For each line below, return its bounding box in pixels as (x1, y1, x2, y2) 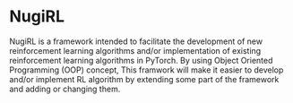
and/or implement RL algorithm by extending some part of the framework (9, 73, 280, 84)
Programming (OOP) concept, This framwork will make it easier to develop (9, 64, 284, 75)
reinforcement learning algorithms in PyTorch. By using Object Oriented (9, 55, 273, 65)
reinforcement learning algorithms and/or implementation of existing (9, 45, 262, 56)
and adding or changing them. (9, 83, 121, 94)
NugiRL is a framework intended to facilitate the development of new (9, 36, 263, 47)
